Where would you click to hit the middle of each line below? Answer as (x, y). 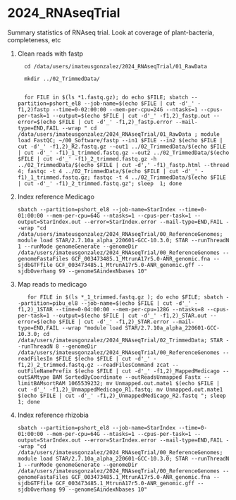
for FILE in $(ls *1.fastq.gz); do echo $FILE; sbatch (106, 97)
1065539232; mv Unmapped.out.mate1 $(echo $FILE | (144, 383)
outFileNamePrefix (44, 371)
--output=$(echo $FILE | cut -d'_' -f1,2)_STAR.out (130, 315)
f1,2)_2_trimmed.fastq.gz (55, 365)
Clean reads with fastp (50, 54)
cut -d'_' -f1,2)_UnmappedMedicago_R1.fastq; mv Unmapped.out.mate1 (120, 389)
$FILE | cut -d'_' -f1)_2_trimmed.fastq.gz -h (87, 159)
